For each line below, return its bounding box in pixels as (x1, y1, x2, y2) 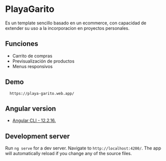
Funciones (5, 40, 39, 48)
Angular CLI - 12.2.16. (12, 118, 56, 124)
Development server (5, 132, 70, 140)
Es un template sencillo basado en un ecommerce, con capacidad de (5, 20, 147, 26)
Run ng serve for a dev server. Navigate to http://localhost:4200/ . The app (5, 145, 162, 151)
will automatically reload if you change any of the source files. (5, 151, 132, 157)
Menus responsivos (12, 63, 53, 69)
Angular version (5, 104, 56, 113)
